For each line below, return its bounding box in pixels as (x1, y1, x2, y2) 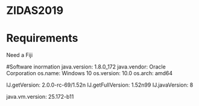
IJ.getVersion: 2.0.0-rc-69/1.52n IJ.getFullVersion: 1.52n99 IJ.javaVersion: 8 (6, 81, 194, 88)
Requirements (6, 31, 78, 45)
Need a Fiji (6, 51, 33, 59)
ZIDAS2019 (6, 4, 64, 18)
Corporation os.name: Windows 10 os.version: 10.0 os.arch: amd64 (6, 70, 173, 77)
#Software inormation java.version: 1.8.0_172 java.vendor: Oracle (6, 63, 166, 70)
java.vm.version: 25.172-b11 (6, 93, 74, 101)
